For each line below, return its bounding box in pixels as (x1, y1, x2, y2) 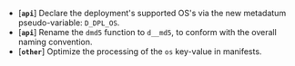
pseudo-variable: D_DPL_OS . (17, 17, 120, 28)
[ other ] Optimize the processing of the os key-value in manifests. (17, 46, 262, 57)
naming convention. (17, 36, 93, 47)
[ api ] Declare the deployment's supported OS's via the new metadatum (17, 8, 287, 18)
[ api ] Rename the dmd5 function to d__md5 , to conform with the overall (17, 27, 278, 37)
